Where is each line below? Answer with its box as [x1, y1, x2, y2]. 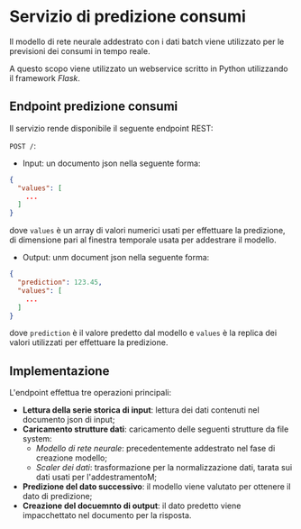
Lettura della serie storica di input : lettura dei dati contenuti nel [22, 405, 260, 415]
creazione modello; [35, 452, 108, 463]
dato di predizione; [22, 491, 93, 502]
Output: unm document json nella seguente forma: [22, 252, 210, 263]
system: [22, 433, 52, 444]
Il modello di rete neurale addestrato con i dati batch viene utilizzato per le [9, 36, 285, 47]
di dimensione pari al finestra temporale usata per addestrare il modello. [9, 234, 277, 245]
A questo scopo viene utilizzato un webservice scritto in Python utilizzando [9, 63, 288, 74]
